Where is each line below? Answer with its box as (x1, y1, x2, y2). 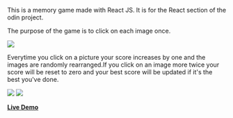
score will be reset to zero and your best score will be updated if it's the (7, 68, 213, 76)
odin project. (7, 13, 44, 22)
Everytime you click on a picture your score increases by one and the (7, 53, 206, 61)
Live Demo (7, 103, 39, 111)
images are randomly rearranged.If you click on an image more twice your (7, 60, 220, 69)
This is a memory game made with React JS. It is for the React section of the (7, 6, 227, 14)
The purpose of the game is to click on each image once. (7, 27, 171, 35)
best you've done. (7, 76, 59, 83)
